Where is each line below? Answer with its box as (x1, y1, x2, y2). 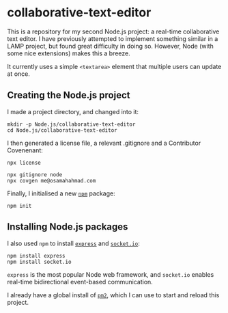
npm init (7, 202, 32, 209)
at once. (7, 70, 31, 78)
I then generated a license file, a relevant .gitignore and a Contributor (7, 139, 201, 147)
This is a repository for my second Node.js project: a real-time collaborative (7, 27, 220, 36)
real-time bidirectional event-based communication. (7, 277, 154, 286)
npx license (7, 159, 41, 166)
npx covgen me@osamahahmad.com (7, 177, 96, 184)
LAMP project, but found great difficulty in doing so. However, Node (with (7, 42, 214, 50)
